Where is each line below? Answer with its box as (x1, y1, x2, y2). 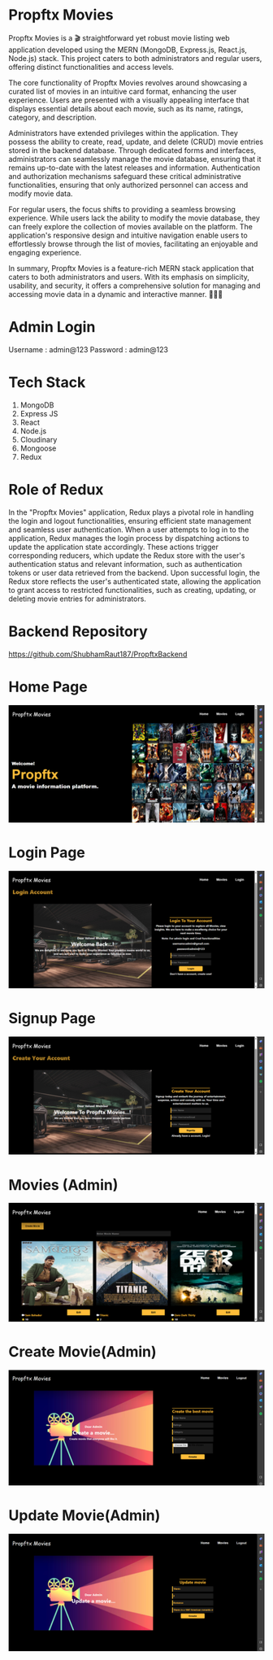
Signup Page (8, 1009, 96, 1028)
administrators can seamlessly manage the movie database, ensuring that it (8, 154, 262, 163)
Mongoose (19, 443, 57, 453)
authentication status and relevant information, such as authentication (8, 559, 242, 569)
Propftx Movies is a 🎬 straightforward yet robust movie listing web (8, 33, 230, 42)
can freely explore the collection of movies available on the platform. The (8, 221, 253, 231)
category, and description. (8, 112, 97, 122)
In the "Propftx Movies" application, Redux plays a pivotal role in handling (8, 507, 254, 517)
